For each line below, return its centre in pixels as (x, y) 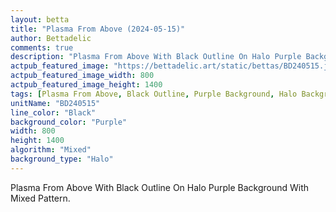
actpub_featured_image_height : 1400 (86, 85)
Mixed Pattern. (40, 198)
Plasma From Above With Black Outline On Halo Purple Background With (160, 187)
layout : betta (40, 19)
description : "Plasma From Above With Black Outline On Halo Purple (156, 57)
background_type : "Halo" (62, 159)
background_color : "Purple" (69, 122)
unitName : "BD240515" (55, 103)
